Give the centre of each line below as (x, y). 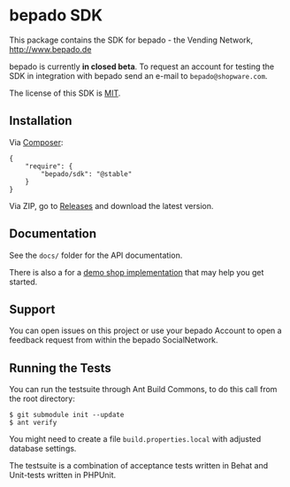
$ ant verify (33, 423)
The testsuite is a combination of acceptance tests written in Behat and (138, 466)
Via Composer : (36, 142)
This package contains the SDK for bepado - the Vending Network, (131, 40)
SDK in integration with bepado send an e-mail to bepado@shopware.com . (138, 75)
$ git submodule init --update (67, 415)
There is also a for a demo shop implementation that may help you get (137, 272)
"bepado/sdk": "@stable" (87, 174)
